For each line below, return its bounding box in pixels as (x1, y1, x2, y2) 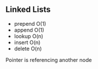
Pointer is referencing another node (5, 56, 92, 63)
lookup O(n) (14, 32, 44, 40)
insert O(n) (14, 39, 41, 46)
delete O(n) (14, 45, 42, 52)
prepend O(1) (14, 20, 47, 27)
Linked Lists (5, 5, 51, 15)
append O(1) (14, 26, 45, 33)
